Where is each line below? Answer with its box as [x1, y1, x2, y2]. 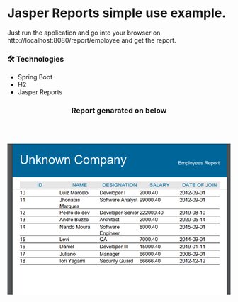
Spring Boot [17, 73, 53, 82]
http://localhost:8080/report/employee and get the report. [7, 35, 176, 44]
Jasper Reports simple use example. [7, 5, 227, 21]
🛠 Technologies [7, 54, 64, 64]
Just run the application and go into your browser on [7, 28, 161, 37]
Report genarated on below [71, 106, 167, 116]
